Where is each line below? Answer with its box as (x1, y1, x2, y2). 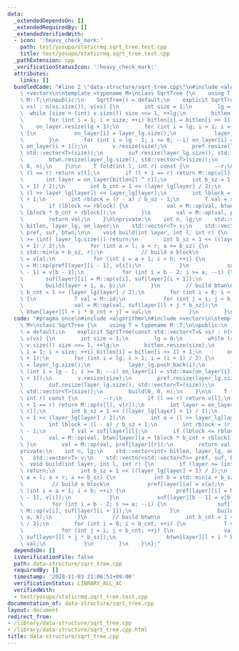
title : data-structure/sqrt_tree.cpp (7, 633, 119, 640)
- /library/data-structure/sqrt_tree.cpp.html (7, 626, 148, 634)
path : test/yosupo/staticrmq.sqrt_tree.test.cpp (20, 43, 167, 51)
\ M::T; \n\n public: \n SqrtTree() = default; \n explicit (20, 97, 208, 104)
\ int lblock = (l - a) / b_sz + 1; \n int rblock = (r (20, 421, 231, 428)
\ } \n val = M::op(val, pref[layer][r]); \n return (20, 441, 218, 448)
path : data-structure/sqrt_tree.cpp (14, 560, 122, 567)
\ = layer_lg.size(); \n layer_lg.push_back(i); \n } (20, 361, 234, 369)
